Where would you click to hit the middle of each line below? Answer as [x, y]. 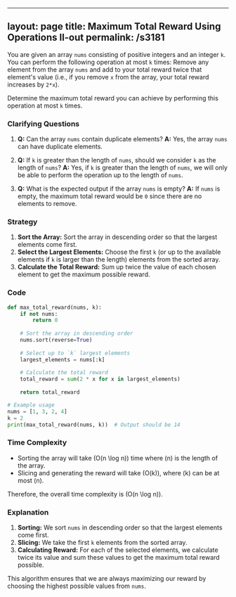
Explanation [28, 512]
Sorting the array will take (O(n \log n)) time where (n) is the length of [118, 458]
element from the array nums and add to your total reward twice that [105, 69]
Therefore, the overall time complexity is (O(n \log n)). [85, 494]
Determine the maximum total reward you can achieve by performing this [113, 98]
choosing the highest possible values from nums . [77, 586]
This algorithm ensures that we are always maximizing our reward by [107, 579]
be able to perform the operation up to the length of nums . [100, 175]
